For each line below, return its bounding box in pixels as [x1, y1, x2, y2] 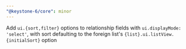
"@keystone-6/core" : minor [6, 8, 72, 14]
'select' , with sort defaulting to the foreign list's [6, 30, 123, 37]
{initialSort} [6, 37, 41, 43]
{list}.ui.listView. [124, 31, 174, 37]
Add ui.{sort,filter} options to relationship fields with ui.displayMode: [6, 24, 181, 31]
